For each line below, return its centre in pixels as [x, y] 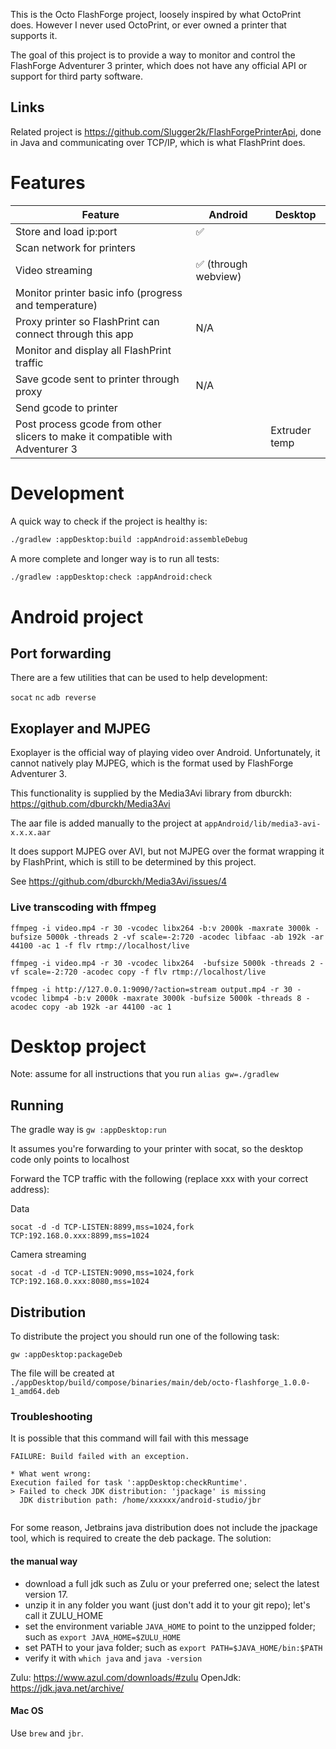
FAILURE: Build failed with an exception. [100, 1457]
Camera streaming [48, 1255]
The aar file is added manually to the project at [106, 823]
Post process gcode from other [88, 424]
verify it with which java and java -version [113, 1658]
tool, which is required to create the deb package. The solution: [141, 1538]
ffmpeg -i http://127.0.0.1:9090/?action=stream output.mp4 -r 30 [151, 989]
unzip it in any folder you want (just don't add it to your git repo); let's [167, 1605]
